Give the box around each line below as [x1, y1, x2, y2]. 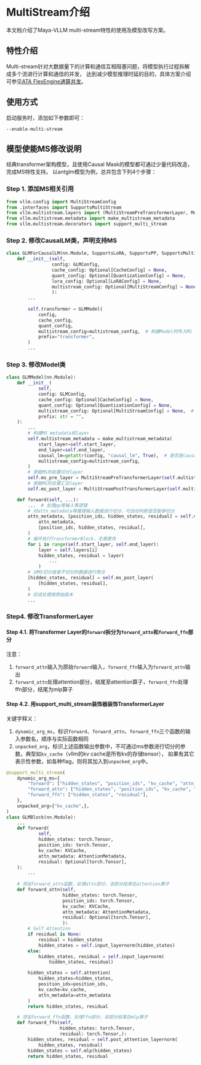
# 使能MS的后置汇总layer [28, 480, 83, 486]
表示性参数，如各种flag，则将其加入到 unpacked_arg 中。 [14, 757, 151, 765]
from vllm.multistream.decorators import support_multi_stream [6, 221, 167, 227]
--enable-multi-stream [6, 126, 63, 132]
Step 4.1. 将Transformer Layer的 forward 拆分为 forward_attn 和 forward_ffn [6, 628, 188, 636]
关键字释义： [6, 715, 38, 722]
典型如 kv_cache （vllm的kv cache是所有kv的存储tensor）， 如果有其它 [25, 750, 194, 757]
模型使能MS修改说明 [6, 143, 82, 154]
